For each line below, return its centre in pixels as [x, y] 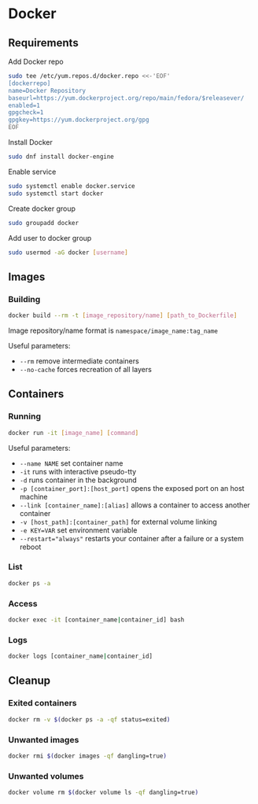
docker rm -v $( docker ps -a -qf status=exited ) [89, 719]
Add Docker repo [36, 61]
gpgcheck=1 [26, 112]
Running [25, 416]
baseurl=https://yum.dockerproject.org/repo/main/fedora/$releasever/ [126, 98]
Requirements [43, 43]
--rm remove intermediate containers [79, 361]
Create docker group [42, 208]
